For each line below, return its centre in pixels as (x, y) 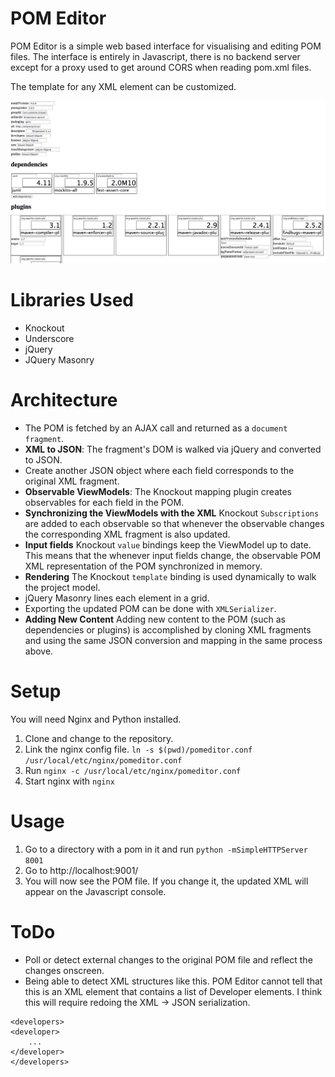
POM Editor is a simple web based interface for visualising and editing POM (166, 46)
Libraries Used (72, 300)
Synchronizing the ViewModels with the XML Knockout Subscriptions (172, 513)
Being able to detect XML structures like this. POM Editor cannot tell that (173, 981)
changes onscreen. (64, 970)
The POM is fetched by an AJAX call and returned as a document (156, 428)
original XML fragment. (72, 481)
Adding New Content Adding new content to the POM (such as (155, 619)
